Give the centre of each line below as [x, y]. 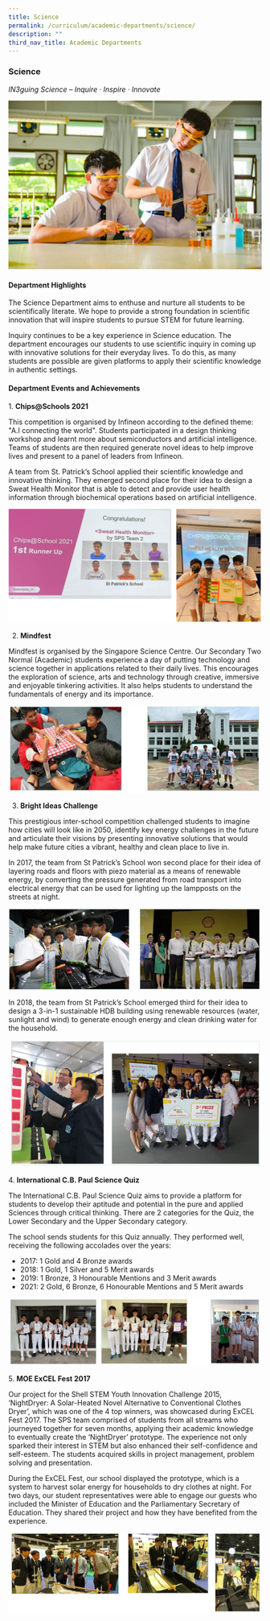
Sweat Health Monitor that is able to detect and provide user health [119, 489]
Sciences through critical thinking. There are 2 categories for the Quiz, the [131, 1212]
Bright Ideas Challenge [59, 806]
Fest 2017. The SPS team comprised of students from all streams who [123, 1420]
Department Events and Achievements [74, 388]
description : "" [35, 34]
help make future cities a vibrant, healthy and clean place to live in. [119, 847]
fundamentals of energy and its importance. [81, 694]
